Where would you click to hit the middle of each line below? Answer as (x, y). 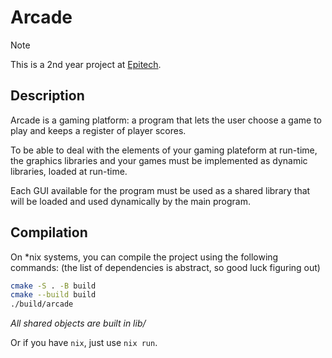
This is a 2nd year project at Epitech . (86, 64)
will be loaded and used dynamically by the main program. (131, 201)
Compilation (49, 232)
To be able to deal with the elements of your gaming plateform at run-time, (164, 150)
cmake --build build (53, 295)
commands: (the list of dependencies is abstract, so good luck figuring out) (165, 267)
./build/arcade (42, 304)
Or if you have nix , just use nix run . (84, 343)
